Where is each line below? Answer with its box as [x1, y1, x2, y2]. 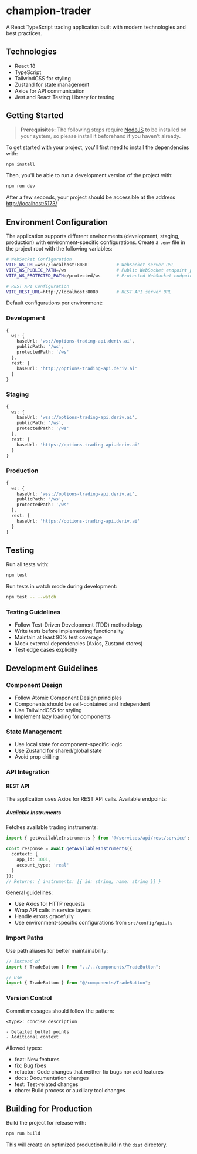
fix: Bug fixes [14, 1062, 47, 1069]
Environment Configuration [6, 217, 108, 227]
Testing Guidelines [6, 608, 61, 616]
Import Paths [6, 934, 44, 942]
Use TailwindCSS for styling [14, 707, 82, 714]
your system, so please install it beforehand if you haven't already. [20, 132, 181, 139]
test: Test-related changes [14, 1081, 79, 1088]
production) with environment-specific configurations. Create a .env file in [6, 239, 186, 246]
